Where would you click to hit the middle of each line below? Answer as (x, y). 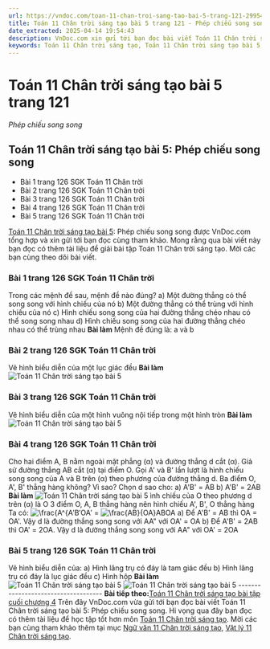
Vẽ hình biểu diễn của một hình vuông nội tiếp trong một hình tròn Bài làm (130, 414)
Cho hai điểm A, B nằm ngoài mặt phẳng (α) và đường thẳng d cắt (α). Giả (131, 462)
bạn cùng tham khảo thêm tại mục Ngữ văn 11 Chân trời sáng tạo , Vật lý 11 (130, 628)
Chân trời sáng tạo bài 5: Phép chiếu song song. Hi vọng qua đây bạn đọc (131, 610)
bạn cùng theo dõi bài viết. (53, 257)
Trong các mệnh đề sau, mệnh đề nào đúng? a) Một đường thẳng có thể (127, 296)
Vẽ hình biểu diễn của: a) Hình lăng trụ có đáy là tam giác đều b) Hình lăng (131, 568)
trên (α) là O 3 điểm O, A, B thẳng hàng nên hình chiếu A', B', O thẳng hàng (131, 504)
